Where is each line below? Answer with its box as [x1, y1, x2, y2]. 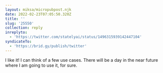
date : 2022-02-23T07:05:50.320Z [5, 12, 71, 17]
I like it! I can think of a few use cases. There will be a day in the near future [5, 57, 159, 63]
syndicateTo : [5, 39, 32, 44]
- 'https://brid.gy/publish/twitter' [9, 44, 87, 49]
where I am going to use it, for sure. [5, 62, 77, 68]
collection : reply [5, 25, 43, 30]
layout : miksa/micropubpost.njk [5, 7, 71, 12]
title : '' [5, 16, 26, 21]
